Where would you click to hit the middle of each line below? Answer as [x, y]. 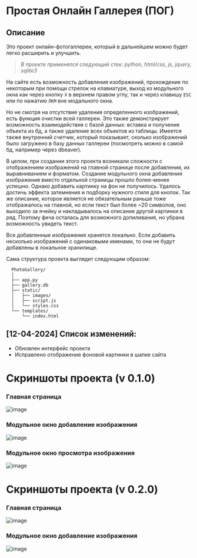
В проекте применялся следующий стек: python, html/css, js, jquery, [106, 64]
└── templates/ [30, 311]
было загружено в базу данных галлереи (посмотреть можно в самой [95, 143]
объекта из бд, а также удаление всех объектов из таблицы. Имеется [94, 131]
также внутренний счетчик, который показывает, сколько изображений [97, 137]
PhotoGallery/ [29, 270]
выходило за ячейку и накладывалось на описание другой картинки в [95, 211]
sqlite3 [29, 71]
